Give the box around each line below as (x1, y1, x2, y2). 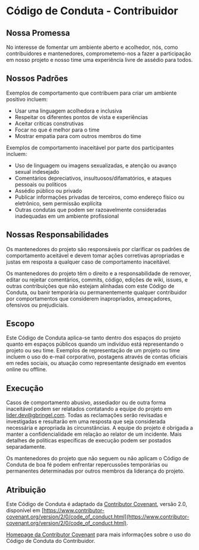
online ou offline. (6, 366, 48, 373)
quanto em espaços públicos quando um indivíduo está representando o (6, 340, 184, 348)
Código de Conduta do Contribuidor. (6, 537, 96, 545)
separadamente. (6, 443, 46, 451)
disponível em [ (6, 507, 44, 514)
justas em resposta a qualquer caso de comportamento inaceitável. (6, 258, 171, 265)
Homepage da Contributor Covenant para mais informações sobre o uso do (6, 531, 191, 538)
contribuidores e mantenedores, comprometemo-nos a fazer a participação (6, 50, 191, 57)
